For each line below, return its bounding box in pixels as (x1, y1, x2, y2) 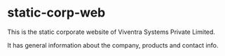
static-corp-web (7, 5, 106, 21)
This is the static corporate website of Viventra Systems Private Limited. (7, 28, 216, 36)
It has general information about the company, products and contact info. (7, 41, 219, 49)
